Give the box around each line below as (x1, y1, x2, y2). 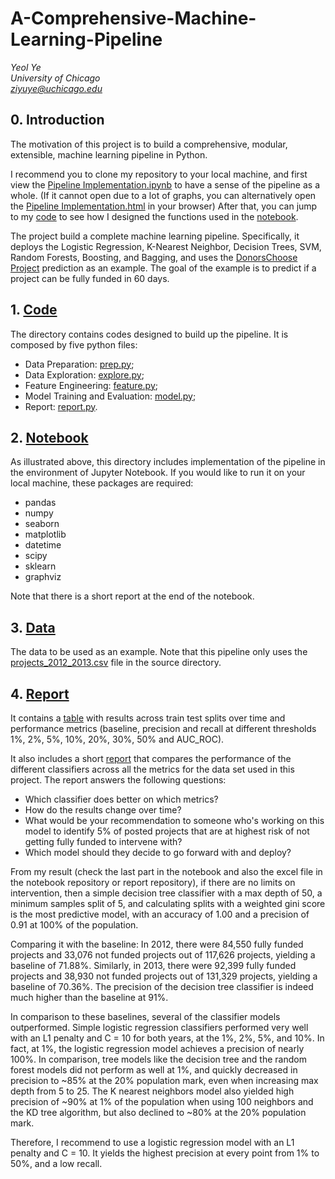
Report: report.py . (24, 400, 98, 412)
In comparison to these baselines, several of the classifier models (10, 1011, 281, 1022)
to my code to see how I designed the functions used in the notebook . (10, 210, 299, 222)
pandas (24, 497, 57, 509)
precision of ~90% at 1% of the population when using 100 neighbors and (10, 1096, 314, 1107)
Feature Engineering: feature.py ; (24, 379, 158, 391)
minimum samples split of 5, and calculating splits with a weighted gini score (10, 898, 326, 909)
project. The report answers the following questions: (10, 774, 227, 786)
